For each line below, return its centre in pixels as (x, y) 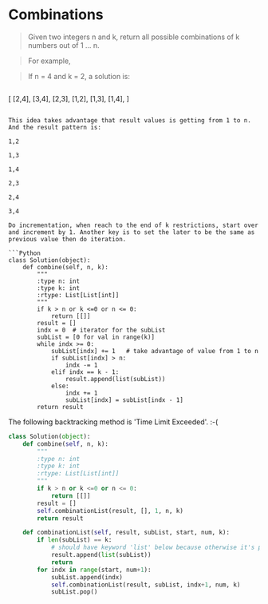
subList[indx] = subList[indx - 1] (124, 400)
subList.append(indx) (87, 577)
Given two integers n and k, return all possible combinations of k (134, 37)
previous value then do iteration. (67, 239)
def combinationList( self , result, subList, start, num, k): (126, 533)
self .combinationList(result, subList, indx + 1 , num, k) (146, 585)
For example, (49, 61)
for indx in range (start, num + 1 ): (94, 570)
